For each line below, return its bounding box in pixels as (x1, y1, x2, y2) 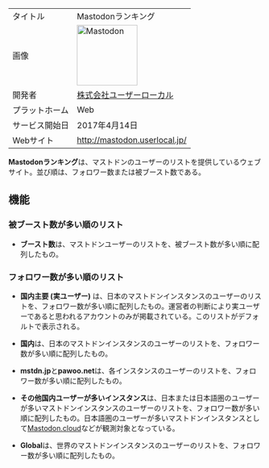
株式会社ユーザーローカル (77, 90, 174, 100)
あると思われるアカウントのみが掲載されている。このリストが (33, 311, 238, 321)
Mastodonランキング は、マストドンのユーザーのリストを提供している (8, 157, 240, 166)
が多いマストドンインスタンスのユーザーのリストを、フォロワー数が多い (19, 403, 260, 412)
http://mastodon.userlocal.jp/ (77, 135, 187, 145)
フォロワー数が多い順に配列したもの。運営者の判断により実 (41, 301, 239, 311)
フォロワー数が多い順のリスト (8, 271, 125, 282)
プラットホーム (12, 105, 69, 115)
